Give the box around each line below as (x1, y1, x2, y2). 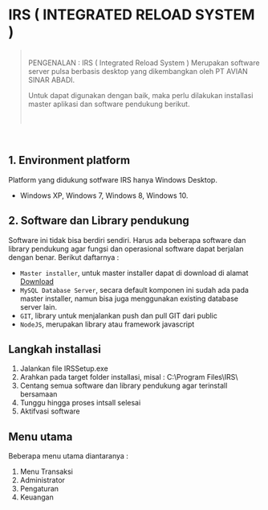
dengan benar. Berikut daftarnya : (8, 252, 120, 262)
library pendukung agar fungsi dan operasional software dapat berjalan (8, 244, 244, 253)
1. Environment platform (8, 154, 131, 167)
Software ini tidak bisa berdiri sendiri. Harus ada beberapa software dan (8, 235, 246, 245)
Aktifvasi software (19, 406, 80, 416)
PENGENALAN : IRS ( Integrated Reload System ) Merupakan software (27, 58, 260, 68)
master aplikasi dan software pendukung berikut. (27, 99, 190, 109)
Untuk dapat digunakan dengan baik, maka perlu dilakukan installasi (27, 90, 254, 100)
